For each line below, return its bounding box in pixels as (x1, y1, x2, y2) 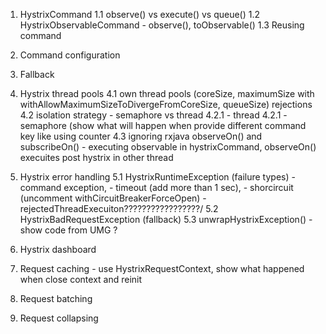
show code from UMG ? (19, 224, 118, 236)
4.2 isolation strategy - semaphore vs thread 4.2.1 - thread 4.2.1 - (19, 109, 288, 121)
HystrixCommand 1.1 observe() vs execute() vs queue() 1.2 (19, 9, 261, 20)
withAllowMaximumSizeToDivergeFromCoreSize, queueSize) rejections (19, 99, 313, 110)
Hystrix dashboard (19, 244, 97, 255)
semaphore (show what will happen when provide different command (19, 120, 307, 131)
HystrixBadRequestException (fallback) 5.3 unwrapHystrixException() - (19, 214, 313, 225)
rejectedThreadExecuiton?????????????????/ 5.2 (19, 203, 219, 214)
